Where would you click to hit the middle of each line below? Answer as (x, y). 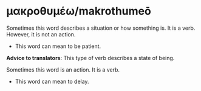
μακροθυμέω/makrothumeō (79, 11)
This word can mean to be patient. (58, 46)
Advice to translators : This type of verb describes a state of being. (90, 58)
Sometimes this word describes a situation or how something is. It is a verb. (101, 28)
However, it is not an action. (41, 34)
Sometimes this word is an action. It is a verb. (63, 69)
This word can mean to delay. (52, 81)
